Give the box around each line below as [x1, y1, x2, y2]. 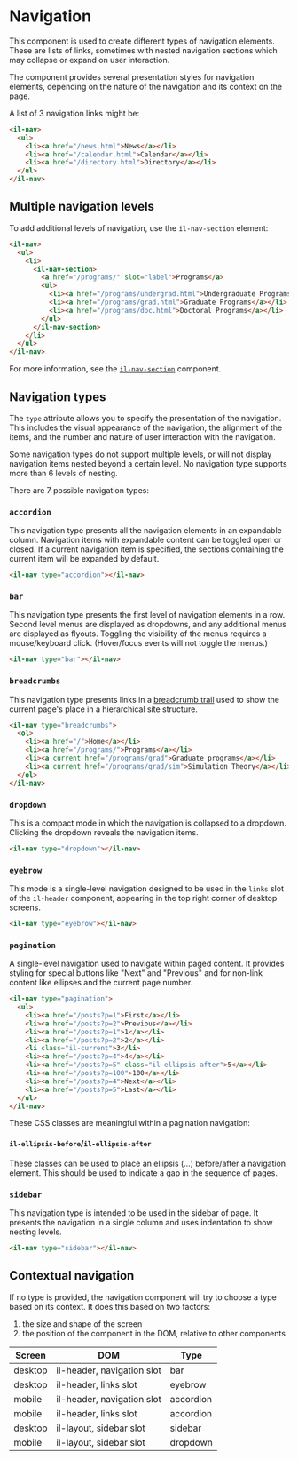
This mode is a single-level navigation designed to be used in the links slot [9, 883, 284, 894]
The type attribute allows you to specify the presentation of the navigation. [9, 412, 282, 423]
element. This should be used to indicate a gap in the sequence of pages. [9, 1167, 278, 1178]
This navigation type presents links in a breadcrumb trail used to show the [9, 694, 279, 705]
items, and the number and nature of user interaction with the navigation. [9, 431, 277, 442]
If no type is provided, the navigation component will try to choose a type [9, 1291, 277, 1303]
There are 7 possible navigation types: [9, 484, 149, 495]
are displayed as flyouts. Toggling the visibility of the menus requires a [9, 628, 268, 639]
